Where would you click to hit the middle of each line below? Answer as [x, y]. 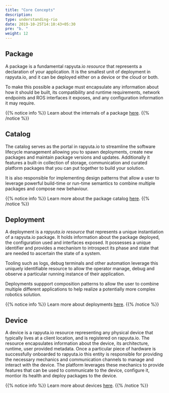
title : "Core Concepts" [30, 10]
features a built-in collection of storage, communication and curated [76, 162]
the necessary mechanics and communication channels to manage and [80, 360]
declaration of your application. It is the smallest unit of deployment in [78, 72]
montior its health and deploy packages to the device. [61, 376]
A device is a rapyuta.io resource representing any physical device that [79, 333]
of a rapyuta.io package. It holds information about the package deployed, [83, 237]
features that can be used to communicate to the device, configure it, [77, 370]
